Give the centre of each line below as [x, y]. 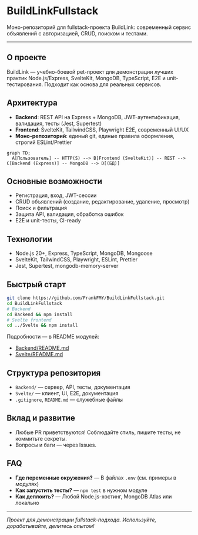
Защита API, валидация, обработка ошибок [69, 214]
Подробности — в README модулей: [53, 337]
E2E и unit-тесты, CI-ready [48, 221]
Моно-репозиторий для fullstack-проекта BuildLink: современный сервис [99, 27]
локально [27, 503]
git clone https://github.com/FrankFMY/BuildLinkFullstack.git [86, 298]
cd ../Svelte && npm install [42, 326]
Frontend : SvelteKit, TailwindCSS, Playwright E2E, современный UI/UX [102, 129]
